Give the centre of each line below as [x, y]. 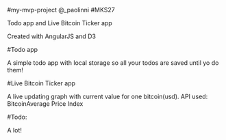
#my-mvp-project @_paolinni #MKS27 [61, 10]
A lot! [14, 130]
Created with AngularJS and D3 [52, 36]
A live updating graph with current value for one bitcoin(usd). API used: [108, 96]
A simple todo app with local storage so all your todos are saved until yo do [113, 63]
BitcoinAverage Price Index [45, 104]
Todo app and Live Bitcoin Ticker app [60, 23]
